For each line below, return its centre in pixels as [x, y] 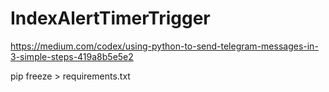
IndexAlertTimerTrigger [110, 18]
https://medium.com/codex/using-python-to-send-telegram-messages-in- [164, 46]
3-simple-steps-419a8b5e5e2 [72, 56]
